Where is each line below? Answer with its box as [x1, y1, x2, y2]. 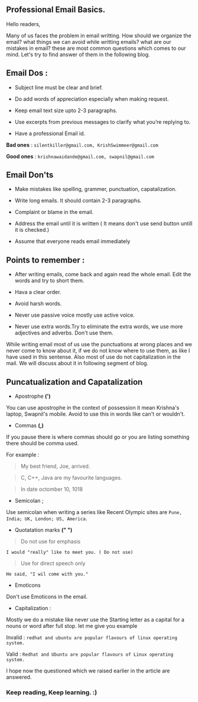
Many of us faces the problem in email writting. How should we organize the [6, 32, 192, 39]
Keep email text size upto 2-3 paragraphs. [14, 107, 118, 114]
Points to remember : [6, 255, 85, 265]
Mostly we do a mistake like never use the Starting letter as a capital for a [6, 616, 185, 623]
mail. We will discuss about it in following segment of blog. [6, 360, 149, 367]
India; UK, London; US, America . [6, 515, 87, 522]
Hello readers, [6, 20, 41, 27]
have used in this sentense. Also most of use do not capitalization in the [6, 353, 181, 360]
